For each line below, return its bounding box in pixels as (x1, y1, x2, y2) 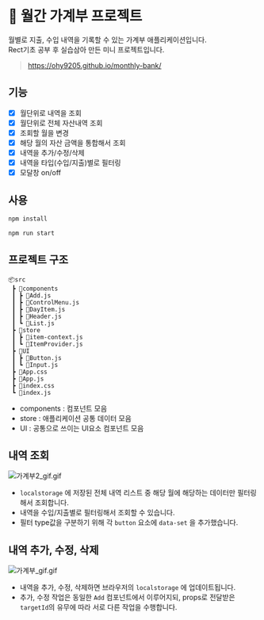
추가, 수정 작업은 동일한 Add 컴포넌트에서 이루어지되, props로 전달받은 (19, 592, 235, 603)
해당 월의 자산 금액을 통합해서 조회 (19, 138, 126, 147)
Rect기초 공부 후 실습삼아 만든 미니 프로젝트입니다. (8, 44, 165, 54)
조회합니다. (34, 498, 69, 507)
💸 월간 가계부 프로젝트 (8, 7, 143, 25)
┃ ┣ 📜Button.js (11, 354, 62, 362)
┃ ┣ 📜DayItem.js (11, 305, 66, 313)
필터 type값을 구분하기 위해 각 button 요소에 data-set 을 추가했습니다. (19, 518, 239, 527)
